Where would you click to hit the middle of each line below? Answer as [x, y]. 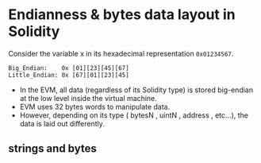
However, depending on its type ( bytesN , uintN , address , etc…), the [134, 115]
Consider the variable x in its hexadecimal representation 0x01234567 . [121, 53]
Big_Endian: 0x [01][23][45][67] [69, 68]
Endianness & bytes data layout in [122, 15]
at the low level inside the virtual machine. [88, 98]
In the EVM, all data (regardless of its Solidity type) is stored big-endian [136, 90]
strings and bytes [52, 149]
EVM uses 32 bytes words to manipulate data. [95, 107]
